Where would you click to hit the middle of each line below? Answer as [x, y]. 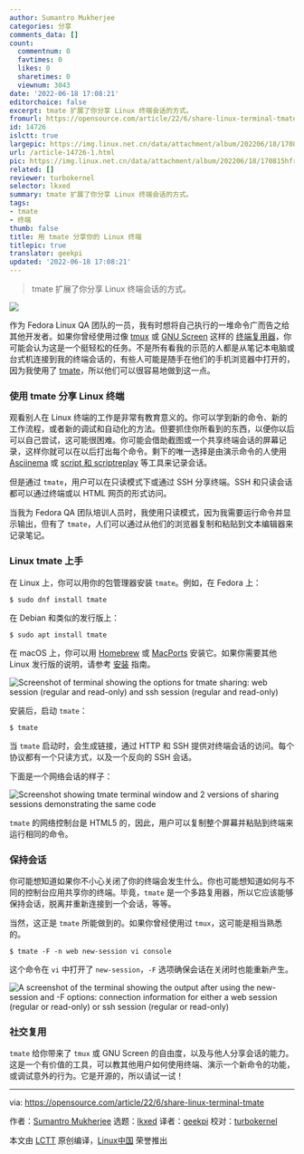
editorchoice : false [48, 102]
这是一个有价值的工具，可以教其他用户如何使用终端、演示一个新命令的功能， [152, 1064]
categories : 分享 [41, 26]
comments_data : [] [44, 34]
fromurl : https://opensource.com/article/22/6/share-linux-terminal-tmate [153, 119]
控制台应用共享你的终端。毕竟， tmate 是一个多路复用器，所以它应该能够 [159, 892]
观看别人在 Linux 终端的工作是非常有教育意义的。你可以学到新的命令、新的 [148, 418]
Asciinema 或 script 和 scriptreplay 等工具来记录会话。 [111, 463]
